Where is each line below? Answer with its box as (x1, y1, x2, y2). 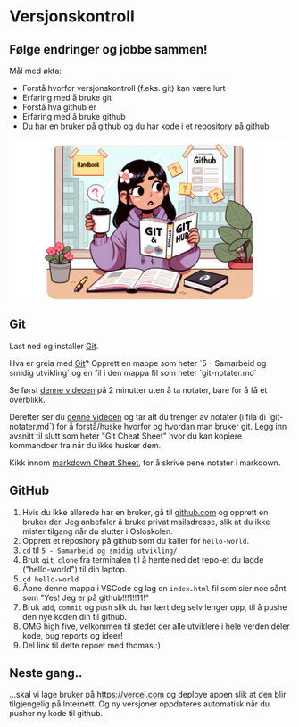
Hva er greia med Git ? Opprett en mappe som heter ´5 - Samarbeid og (9, 357, 267, 368)
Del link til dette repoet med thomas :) (21, 639, 161, 650)
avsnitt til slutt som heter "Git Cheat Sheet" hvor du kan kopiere (9, 430, 243, 441)
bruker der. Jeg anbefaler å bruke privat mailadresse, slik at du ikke (21, 516, 270, 527)
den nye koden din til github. (21, 611, 128, 622)
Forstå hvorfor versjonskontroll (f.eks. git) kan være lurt (21, 83, 226, 93)
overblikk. (9, 394, 46, 405)
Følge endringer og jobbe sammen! (9, 42, 208, 57)
